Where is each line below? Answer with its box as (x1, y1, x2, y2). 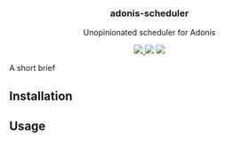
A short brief (9, 63, 56, 74)
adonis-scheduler (109, 7, 189, 20)
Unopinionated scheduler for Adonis (83, 28, 216, 38)
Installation (9, 88, 73, 104)
